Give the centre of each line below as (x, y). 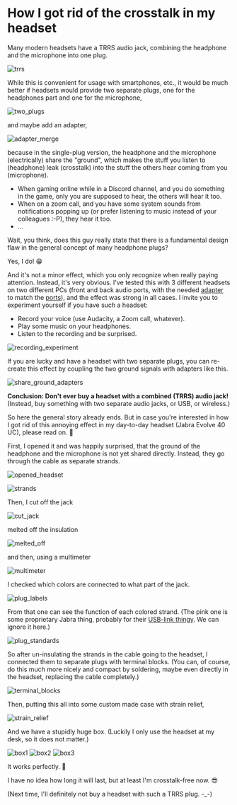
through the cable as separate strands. (64, 461)
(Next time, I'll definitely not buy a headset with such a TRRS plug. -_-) (110, 794)
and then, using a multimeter (49, 557)
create (17, 369)
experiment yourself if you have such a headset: (78, 305)
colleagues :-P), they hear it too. (64, 219)
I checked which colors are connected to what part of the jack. (99, 584)
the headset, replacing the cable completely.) (73, 676)
